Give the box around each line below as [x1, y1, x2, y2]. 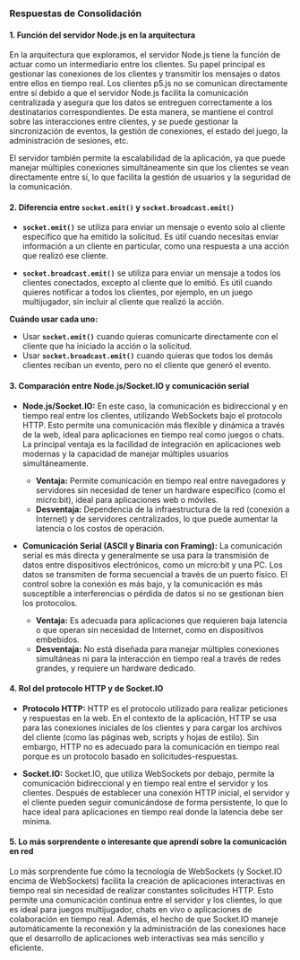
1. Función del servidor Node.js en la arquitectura [9, 30, 195, 40]
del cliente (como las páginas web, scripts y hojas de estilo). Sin [21, 731, 260, 743]
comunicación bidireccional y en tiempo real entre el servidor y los [21, 778, 269, 788]
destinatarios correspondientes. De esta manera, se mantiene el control [9, 107, 274, 118]
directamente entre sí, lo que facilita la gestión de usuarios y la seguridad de [9, 172, 291, 182]
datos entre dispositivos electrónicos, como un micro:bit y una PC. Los [21, 559, 284, 570]
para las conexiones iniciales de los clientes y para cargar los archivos [21, 722, 283, 733]
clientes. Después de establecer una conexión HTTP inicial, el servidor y [21, 787, 290, 797]
